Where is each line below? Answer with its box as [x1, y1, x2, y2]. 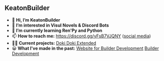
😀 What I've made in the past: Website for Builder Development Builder [11, 45, 159, 51]
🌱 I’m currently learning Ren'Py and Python [11, 27, 102, 33]
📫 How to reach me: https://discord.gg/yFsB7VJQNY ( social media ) [11, 33, 151, 39]
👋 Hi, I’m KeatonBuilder [11, 17, 60, 23]
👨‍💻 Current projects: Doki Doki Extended [11, 40, 97, 46]
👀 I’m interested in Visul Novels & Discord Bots [11, 22, 109, 28]
